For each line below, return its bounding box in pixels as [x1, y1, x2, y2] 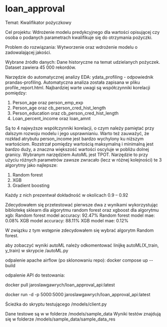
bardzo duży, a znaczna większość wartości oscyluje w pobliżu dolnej [5, 146, 150, 152]
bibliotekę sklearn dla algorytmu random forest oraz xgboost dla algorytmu [5, 207, 159, 213]
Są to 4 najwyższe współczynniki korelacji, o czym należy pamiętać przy [5, 125, 155, 131]
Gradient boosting [12, 182, 50, 188]
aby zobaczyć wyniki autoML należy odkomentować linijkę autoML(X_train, [5, 242, 159, 248]
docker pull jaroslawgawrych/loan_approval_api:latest [5, 282, 115, 288]
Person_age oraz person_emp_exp [12, 99, 84, 105]
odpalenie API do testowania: [5, 272, 65, 278]
